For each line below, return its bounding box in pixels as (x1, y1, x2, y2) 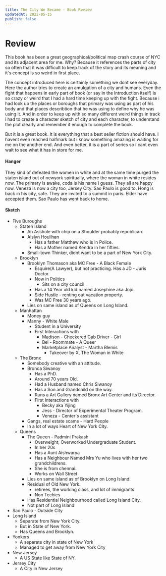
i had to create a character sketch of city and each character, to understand (5, 116, 160, 122)
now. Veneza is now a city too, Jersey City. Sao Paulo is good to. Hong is (5, 185, 154, 191)
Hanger (5, 158, 21, 164)
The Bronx (19, 355, 41, 361)
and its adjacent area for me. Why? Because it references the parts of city (5, 59, 156, 65)
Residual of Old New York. (27, 481, 81, 487)
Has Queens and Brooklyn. (19, 528, 75, 534)
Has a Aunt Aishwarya (34, 449, 80, 456)
